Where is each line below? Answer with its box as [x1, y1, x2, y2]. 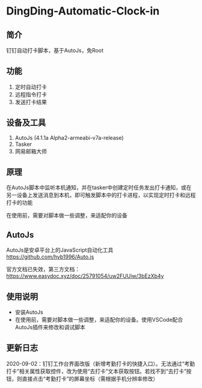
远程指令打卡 [14, 90, 47, 98]
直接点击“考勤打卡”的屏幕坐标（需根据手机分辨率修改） [22, 375, 159, 382]
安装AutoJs [14, 308, 43, 316]
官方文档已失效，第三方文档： [6, 266, 80, 273]
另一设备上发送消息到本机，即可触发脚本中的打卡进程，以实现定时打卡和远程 [6, 192, 196, 199]
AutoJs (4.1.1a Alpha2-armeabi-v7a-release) [14, 134, 124, 141]
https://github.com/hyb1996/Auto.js [6, 253, 94, 260]
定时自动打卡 [14, 83, 47, 90]
